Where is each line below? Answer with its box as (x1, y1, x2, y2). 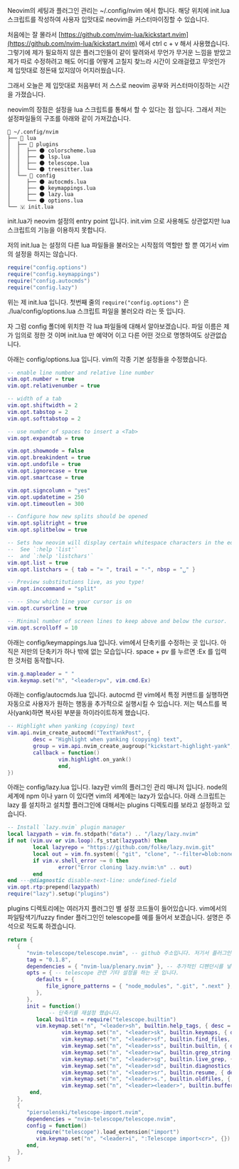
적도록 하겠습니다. (26, 922, 76, 930)
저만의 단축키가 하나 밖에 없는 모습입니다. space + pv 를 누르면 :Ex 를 (20, 647, 213, 655)
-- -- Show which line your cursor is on (7, 598, 132, 605)
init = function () (26, 1002, 81, 1010)
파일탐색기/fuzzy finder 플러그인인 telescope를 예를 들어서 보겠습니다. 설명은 (7, 913, 224, 921)
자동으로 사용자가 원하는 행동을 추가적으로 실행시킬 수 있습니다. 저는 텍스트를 (7, 699, 221, 708)
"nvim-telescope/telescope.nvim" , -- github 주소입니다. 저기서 (26, 949, 209, 956)
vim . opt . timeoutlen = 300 (7, 500, 84, 507)
